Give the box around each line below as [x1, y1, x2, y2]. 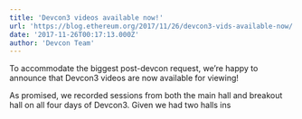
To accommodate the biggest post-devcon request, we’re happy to [9, 63, 259, 74]
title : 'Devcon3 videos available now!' [9, 13, 165, 23]
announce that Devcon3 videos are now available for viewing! [9, 73, 240, 84]
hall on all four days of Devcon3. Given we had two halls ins [9, 100, 231, 111]
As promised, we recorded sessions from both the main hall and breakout [9, 90, 283, 101]
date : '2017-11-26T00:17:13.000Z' [9, 30, 140, 39]
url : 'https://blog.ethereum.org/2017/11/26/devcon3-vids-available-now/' [9, 22, 297, 31]
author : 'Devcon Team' [9, 38, 95, 48]
